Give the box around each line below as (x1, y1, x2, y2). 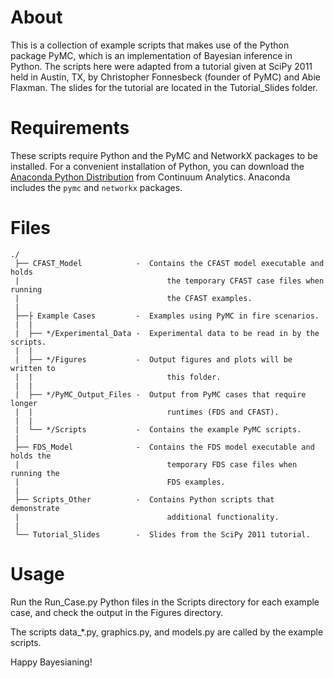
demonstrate (10, 503, 60, 513)
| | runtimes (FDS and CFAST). (14, 407, 280, 417)
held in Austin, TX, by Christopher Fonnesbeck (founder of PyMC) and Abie (10, 71, 321, 83)
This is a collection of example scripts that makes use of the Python (10, 39, 290, 51)
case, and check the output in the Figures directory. (10, 606, 224, 618)
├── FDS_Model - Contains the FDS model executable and (14, 442, 315, 452)
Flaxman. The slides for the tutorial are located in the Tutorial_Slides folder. (10, 81, 318, 93)
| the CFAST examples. (14, 293, 253, 303)
